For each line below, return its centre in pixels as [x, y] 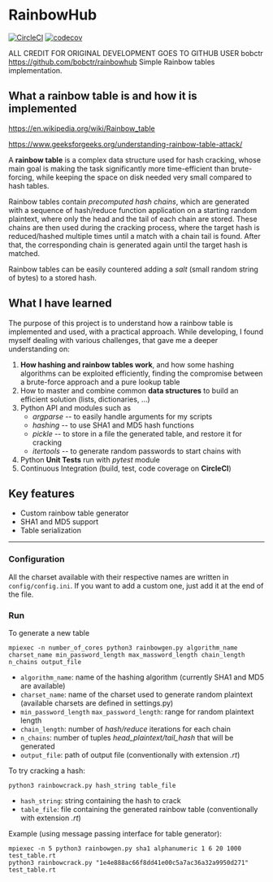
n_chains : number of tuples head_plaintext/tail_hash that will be [127, 737]
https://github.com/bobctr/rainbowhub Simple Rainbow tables [112, 62]
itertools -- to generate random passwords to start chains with [136, 451]
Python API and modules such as [76, 407]
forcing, [22, 177]
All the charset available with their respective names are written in [119, 577]
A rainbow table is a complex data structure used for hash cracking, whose [135, 159]
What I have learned [60, 304]
